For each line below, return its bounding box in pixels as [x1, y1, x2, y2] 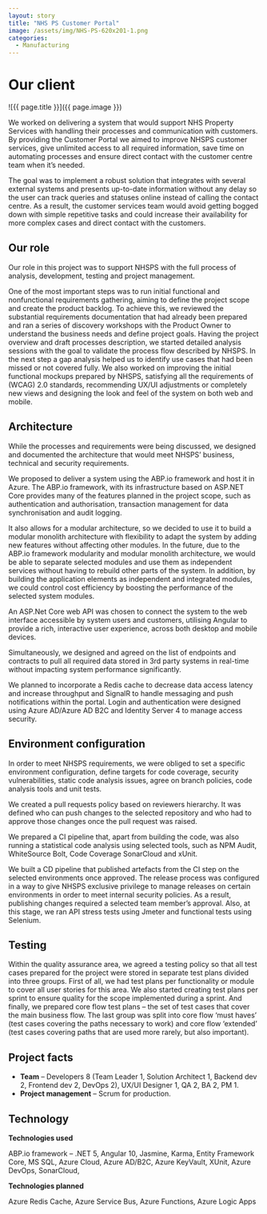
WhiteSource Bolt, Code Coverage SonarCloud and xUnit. [8, 849, 198, 858]
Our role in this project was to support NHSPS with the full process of [8, 262, 237, 272]
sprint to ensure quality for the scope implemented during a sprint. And [8, 993, 242, 1003]
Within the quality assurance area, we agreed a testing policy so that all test [8, 960, 257, 969]
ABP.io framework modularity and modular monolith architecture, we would [8, 548, 256, 558]
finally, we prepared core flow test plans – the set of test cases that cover [8, 1002, 250, 1012]
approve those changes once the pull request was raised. [8, 816, 197, 826]
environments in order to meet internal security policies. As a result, [8, 890, 232, 899]
